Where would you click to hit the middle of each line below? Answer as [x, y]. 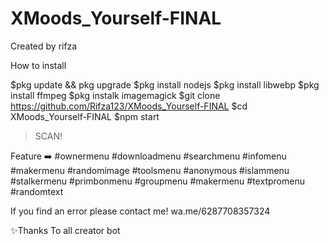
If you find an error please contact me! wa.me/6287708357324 [140, 211]
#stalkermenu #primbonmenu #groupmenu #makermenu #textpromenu [157, 181]
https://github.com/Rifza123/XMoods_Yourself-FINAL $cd [129, 106]
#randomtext [37, 191]
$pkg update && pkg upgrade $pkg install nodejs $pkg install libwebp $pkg [165, 84]
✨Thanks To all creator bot [65, 230]
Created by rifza [44, 46]
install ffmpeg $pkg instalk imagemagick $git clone [115, 95]
